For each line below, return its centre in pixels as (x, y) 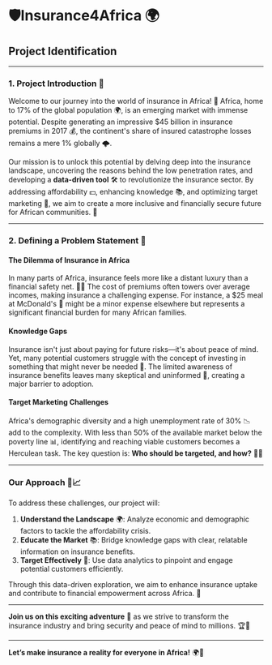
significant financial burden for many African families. (98, 312)
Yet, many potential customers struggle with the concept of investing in (127, 358)
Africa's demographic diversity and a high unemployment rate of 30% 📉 (130, 420)
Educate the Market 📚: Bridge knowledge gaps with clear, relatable (134, 540)
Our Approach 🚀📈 (45, 482)
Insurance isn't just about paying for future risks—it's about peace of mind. (134, 349)
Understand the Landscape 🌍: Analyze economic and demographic (134, 519)
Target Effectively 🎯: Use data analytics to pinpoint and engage (126, 560)
